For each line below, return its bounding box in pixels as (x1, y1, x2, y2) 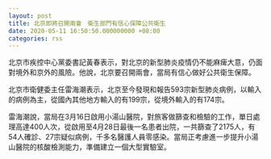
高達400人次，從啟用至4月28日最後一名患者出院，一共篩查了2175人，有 (15, 122, 256, 132)
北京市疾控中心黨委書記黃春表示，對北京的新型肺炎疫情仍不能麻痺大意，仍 (8, 57, 256, 67)
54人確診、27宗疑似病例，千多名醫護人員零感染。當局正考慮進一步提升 (8, 132, 244, 142)
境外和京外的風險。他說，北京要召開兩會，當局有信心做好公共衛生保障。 (15, 68, 256, 77)
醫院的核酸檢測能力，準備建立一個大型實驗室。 (15, 142, 171, 152)
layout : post (8, 11, 52, 20)
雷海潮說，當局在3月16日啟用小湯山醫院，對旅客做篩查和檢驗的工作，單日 (8, 112, 254, 122)
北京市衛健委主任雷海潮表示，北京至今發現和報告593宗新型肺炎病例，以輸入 (8, 85, 262, 94)
